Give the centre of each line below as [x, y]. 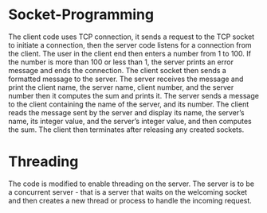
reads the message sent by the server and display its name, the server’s [126, 112]
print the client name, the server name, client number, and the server [121, 87]
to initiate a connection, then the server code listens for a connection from [130, 45]
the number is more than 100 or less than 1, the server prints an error [121, 62]
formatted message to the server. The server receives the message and [126, 79]
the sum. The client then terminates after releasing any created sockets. [126, 130]
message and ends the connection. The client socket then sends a [118, 70]
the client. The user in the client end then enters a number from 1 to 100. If [130, 53]
